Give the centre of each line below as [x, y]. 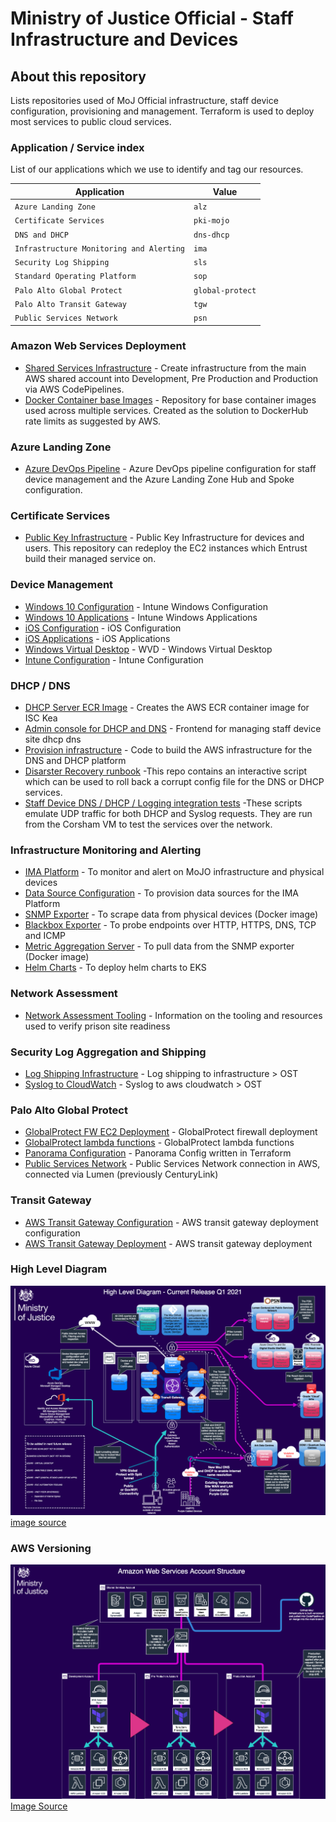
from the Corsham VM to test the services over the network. [148, 824]
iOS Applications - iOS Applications [97, 638]
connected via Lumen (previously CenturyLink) [121, 1174]
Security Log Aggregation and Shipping [108, 1052]
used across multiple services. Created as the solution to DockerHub [166, 410]
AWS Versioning [51, 1548]
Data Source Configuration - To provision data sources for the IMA [161, 893]
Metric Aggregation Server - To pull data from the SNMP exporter [159, 946]
